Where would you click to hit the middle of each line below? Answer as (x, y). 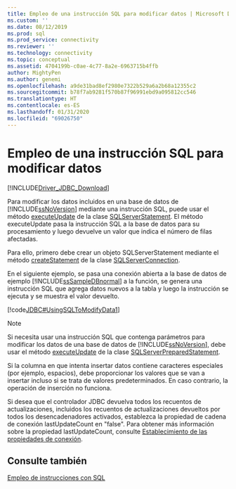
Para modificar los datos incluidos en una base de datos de (93, 201)
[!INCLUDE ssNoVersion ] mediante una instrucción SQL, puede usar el (108, 209)
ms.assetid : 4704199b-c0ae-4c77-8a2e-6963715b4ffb (83, 66)
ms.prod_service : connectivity (53, 40)
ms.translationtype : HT (42, 99)
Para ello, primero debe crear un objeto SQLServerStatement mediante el (113, 252)
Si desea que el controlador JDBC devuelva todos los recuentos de (104, 401)
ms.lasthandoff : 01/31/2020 (48, 112)
